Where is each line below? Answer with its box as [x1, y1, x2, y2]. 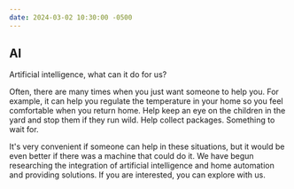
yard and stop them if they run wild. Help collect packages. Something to [9, 114, 275, 125]
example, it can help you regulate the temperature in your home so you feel [9, 96, 283, 106]
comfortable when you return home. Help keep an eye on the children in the [9, 106, 286, 116]
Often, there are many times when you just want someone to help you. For [9, 86, 279, 98]
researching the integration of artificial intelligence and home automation [9, 161, 275, 171]
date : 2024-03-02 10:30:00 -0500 [9, 12, 133, 22]
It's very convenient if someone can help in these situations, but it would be [9, 141, 285, 152]
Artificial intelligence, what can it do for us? [9, 69, 167, 80]
